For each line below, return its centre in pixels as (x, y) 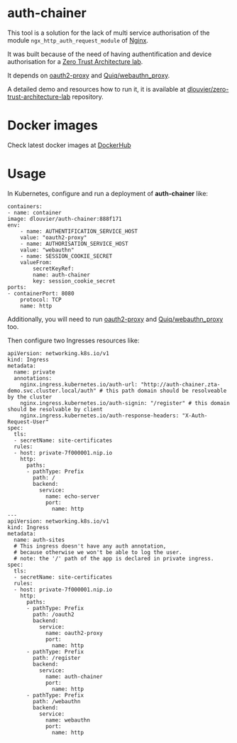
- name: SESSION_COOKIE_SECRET (66, 256)
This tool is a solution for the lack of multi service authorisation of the (109, 33)
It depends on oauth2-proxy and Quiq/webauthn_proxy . (89, 75)
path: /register (57, 658)
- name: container (34, 212)
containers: (25, 206)
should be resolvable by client (55, 409)
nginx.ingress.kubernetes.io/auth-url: (79, 384)
